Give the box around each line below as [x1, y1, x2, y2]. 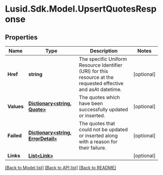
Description [90, 48, 118, 54]
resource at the [79, 74, 114, 81]
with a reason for [79, 139, 118, 145]
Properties [5, 33, 38, 41]
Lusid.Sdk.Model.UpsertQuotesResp [5, 3, 157, 15]
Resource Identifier [79, 62, 123, 69]
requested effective [79, 80, 124, 87]
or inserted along [79, 132, 118, 139]
